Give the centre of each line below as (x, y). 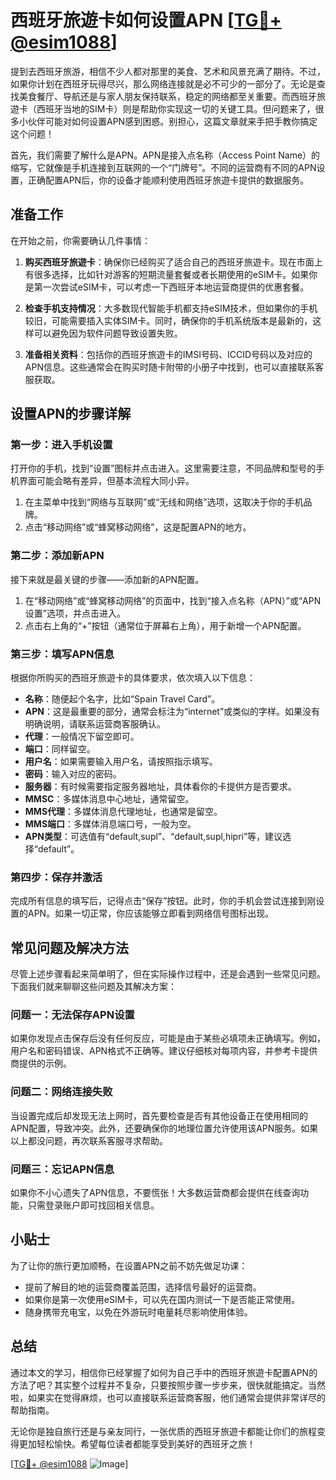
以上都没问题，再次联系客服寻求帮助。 (89, 1140)
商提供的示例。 (41, 1063)
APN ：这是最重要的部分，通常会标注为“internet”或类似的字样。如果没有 (172, 712)
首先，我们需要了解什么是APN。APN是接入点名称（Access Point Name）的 (165, 155)
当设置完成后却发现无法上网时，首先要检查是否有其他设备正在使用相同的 (159, 1115)
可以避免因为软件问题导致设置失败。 (108, 333)
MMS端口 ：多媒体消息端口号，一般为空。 (110, 824)
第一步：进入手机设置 (61, 445)
